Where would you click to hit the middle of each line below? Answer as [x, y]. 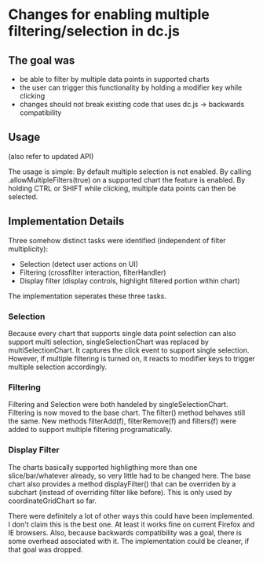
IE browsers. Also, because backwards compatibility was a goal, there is [125, 532]
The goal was [42, 60]
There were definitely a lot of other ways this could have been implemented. [131, 516]
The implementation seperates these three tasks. [87, 296]
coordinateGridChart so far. [52, 501]
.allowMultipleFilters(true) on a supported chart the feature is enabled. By [127, 179]
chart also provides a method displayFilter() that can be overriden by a [122, 484]
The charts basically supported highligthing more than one [103, 467]
